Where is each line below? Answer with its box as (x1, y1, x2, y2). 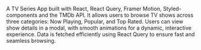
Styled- (162, 5, 182, 12)
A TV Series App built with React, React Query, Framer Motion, (6, 5, 162, 12)
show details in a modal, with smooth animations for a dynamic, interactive (6, 24, 192, 31)
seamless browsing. (6, 37, 56, 44)
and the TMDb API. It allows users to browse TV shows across (39, 11, 194, 19)
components (6, 11, 38, 19)
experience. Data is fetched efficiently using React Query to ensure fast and (6, 31, 195, 38)
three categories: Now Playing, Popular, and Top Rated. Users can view (6, 18, 183, 25)
